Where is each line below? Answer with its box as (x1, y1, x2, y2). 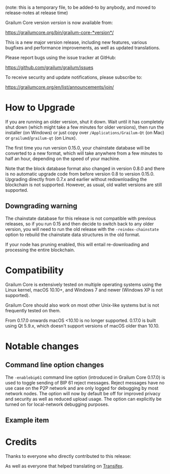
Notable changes (5, 340, 79, 352)
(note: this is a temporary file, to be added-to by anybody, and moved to (5, 5, 156, 10)
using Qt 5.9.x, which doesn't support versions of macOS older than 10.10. (5, 322, 160, 329)
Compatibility (5, 264, 64, 276)
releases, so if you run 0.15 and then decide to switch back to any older (5, 221, 154, 227)
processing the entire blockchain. (5, 247, 75, 253)
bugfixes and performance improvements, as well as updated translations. (5, 45, 161, 50)
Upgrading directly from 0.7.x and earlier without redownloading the (5, 176, 147, 182)
